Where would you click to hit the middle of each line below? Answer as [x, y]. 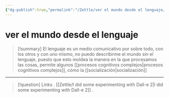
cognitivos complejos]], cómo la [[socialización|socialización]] [82, 70]
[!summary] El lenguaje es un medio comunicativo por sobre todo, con [90, 49]
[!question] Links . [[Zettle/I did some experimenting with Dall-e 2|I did [90, 84]
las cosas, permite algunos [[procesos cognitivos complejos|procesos [90, 65]
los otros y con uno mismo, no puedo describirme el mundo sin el [85, 54]
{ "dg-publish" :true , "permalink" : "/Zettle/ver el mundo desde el [74, 10]
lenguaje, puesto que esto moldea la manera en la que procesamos [87, 59]
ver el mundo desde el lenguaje [72, 34]
